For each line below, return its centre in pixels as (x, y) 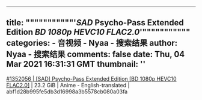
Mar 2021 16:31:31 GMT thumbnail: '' (76, 64)
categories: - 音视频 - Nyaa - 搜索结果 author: (92, 43)
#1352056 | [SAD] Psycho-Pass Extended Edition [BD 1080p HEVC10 (91, 78)
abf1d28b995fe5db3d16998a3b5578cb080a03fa (67, 92)
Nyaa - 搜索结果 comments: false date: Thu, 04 (96, 55)
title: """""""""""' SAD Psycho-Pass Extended (95, 23)
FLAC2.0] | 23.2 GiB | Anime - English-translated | (68, 85)
